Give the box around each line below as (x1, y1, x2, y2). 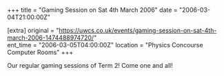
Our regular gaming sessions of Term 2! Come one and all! (7, 62, 174, 69)
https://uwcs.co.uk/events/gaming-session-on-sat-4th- (58, 27, 217, 34)
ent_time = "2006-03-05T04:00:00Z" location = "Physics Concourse (7, 41, 203, 49)
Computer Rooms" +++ (7, 48, 74, 56)
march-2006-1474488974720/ (7, 34, 94, 42)
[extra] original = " (7, 27, 59, 34)
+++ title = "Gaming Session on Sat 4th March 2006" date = (7, 6, 178, 14)
